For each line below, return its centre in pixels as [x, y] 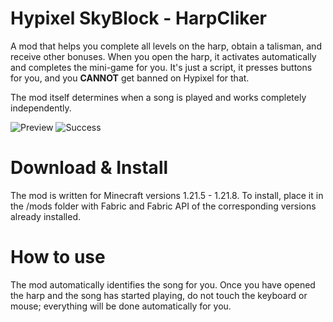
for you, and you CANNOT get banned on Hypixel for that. [130, 78]
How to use [58, 257]
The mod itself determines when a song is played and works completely [158, 97]
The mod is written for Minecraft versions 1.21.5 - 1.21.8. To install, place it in [167, 195]
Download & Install [89, 168]
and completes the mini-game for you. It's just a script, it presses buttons [161, 67]
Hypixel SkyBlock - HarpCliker [138, 18]
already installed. [46, 216]
